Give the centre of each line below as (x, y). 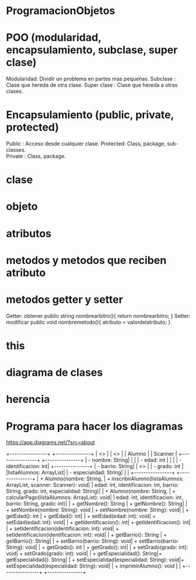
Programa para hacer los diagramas (94, 426)
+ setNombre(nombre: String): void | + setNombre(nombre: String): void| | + (97, 510)
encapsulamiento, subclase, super (92, 50)
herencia (28, 399)
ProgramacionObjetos (61, 11)
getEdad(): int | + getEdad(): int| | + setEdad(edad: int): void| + (81, 516)
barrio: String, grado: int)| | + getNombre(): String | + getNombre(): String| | (97, 504)
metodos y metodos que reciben (86, 260)
